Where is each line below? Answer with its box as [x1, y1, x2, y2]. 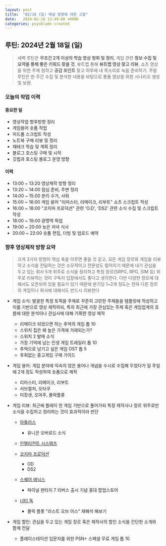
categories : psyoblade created [5, 21, 70, 26]
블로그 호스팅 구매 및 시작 [12, 150, 62, 156]
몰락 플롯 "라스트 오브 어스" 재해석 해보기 [27, 508, 107, 514]
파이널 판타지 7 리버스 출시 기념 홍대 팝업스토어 [27, 487, 118, 493]
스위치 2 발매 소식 [19, 333, 55, 339]
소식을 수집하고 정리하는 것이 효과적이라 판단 [12, 409, 99, 415]
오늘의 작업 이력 [5, 93, 41, 100]
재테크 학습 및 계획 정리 [12, 144, 58, 150]
